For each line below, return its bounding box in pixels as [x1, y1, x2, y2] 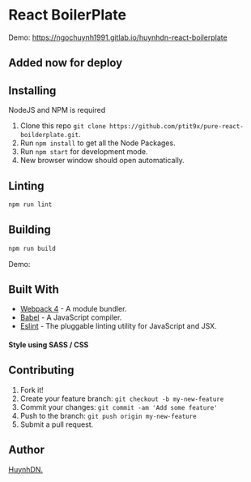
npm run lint [8, 200, 53, 209]
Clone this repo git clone [19, 121, 107, 131]
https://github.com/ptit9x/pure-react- [108, 123, 245, 131]
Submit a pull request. [19, 420, 94, 429]
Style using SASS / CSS [8, 339, 89, 350]
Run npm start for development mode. [19, 147, 148, 157]
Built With [8, 282, 59, 296]
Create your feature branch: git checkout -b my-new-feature [19, 394, 224, 403]
